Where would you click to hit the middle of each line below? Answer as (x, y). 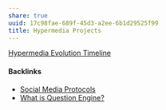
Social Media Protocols (57, 89)
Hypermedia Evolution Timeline (60, 53)
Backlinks (25, 71)
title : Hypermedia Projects (55, 30)
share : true (28, 16)
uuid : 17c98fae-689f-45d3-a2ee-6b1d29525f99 (83, 23)
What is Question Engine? (62, 97)
